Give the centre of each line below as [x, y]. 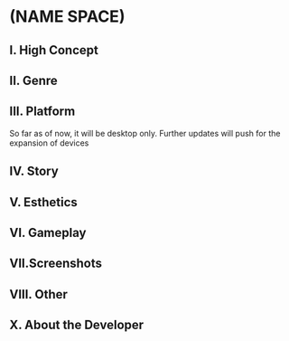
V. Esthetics [44, 202]
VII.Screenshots [56, 264]
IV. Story [34, 171]
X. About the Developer [77, 325]
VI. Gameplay [48, 232]
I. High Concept [54, 50]
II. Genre [34, 80]
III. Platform [42, 112]
